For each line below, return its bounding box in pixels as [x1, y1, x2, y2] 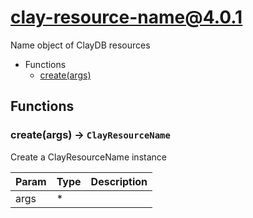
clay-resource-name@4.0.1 [10, 6, 243, 29]
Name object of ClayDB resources [10, 39, 151, 51]
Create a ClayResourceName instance [10, 151, 167, 163]
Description [90, 174, 148, 188]
